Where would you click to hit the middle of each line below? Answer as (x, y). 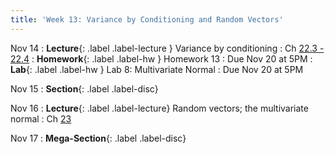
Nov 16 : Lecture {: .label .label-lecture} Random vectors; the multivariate (159, 108)
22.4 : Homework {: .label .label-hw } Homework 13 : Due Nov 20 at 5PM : (161, 58)
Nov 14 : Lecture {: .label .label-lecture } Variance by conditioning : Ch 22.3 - (167, 48)
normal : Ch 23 (41, 118)
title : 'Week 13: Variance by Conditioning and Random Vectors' (147, 19)
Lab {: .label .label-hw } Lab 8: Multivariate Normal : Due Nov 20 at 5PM (157, 69)
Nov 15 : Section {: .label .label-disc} (84, 88)
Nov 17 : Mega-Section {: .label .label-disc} (98, 138)
